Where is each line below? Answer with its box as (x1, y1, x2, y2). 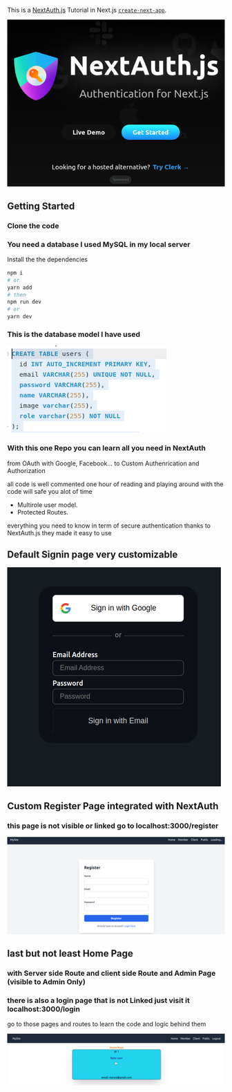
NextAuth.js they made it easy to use (7, 528, 112, 537)
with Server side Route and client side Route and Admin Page (7, 968, 216, 978)
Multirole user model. (17, 501, 78, 509)
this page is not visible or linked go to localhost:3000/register (7, 821, 219, 831)
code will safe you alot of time (7, 487, 93, 495)
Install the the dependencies (7, 255, 88, 263)
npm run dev (7, 299, 41, 306)
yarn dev (7, 313, 32, 320)
